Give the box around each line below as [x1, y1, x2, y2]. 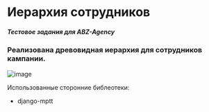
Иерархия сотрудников [7, 4, 151, 20]
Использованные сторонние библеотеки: [7, 83, 130, 91]
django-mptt [17, 97, 53, 105]
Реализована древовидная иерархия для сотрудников [7, 45, 203, 55]
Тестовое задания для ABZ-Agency [7, 27, 115, 35]
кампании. [7, 54, 46, 63]
